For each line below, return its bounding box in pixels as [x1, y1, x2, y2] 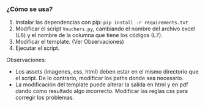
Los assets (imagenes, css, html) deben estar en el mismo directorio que [15, 68, 199, 75]
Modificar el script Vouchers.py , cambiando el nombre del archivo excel [15, 25, 195, 32]
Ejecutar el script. [15, 44, 60, 52]
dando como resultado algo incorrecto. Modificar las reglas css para [15, 88, 188, 95]
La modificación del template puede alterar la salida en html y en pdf [15, 81, 188, 88]
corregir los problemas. [15, 94, 75, 102]
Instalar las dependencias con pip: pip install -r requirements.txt [15, 19, 188, 26]
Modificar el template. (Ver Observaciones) [15, 38, 124, 46]
